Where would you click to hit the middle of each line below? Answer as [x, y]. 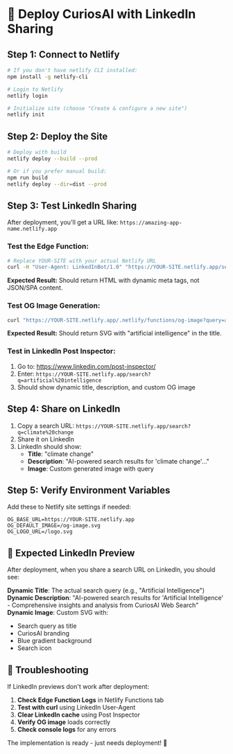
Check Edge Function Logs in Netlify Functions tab [90, 700]
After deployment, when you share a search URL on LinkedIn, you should [111, 570]
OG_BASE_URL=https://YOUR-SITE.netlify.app [71, 520]
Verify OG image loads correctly [64, 722]
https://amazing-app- [151, 223]
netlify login [28, 96]
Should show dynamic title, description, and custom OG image [106, 387]
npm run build [28, 177]
